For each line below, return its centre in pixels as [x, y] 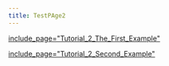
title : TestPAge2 [37, 16]
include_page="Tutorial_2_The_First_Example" [84, 38]
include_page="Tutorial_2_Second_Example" [82, 53]
